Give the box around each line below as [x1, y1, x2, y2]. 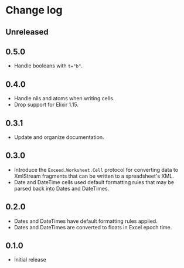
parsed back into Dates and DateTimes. [13, 185, 110, 192]
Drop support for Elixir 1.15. [13, 101, 79, 108]
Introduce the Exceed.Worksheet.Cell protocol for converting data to [13, 166, 179, 173]
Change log [5, 4, 63, 17]
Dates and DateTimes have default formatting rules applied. [13, 218, 158, 225]
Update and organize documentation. [13, 134, 104, 141]
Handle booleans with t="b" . [13, 62, 83, 69]
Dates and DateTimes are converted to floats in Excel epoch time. [13, 223, 172, 230]
